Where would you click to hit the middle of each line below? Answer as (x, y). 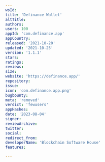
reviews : (14, 67)
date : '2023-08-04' (26, 114)
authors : (14, 24)
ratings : (14, 62)
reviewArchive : (21, 124)
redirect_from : (21, 138)
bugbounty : (17, 95)
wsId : (11, 10)
